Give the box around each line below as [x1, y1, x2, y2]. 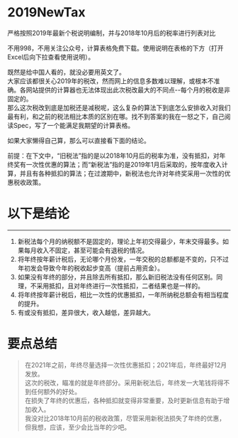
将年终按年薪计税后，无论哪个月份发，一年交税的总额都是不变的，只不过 [17, 255, 229, 263]
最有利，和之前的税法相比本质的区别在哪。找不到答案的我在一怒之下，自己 [7, 112, 225, 121]
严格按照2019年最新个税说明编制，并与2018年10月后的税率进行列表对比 [7, 28, 216, 37]
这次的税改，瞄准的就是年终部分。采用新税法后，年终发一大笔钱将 [24, 378, 217, 387]
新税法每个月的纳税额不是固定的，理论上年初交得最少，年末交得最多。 [17, 237, 223, 245]
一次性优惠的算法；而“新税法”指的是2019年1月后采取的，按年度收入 [25, 160, 222, 169]
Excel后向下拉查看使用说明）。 [7, 53, 95, 61]
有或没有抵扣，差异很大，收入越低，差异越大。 [17, 308, 154, 316]
